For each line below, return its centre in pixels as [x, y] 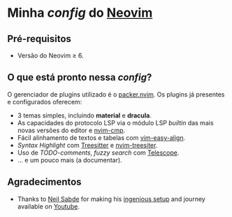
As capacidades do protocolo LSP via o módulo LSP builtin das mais [116, 122]
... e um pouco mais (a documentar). [70, 160]
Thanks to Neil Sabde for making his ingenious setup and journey [111, 199]
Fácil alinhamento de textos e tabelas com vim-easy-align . [101, 137]
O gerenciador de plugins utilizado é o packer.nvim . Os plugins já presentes [116, 94]
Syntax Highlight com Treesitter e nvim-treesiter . [87, 145]
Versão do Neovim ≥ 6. [50, 55]
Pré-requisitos [39, 39]
